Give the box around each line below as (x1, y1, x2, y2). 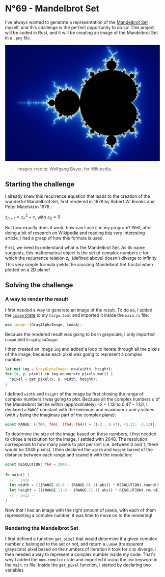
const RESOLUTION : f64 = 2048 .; (5, 462, 71, 467)
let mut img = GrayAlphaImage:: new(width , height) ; (5, 366, 113, 371)
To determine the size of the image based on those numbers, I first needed (5, 431, 157, 437)
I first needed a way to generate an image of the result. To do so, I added (5, 307, 153, 313)
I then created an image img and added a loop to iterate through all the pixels (5, 346, 160, 352)
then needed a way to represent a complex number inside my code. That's (5, 551, 156, 557)
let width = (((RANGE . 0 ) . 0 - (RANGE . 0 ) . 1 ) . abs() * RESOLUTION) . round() (9, 483, 160, 487)
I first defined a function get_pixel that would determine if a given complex (5, 536, 157, 542)
